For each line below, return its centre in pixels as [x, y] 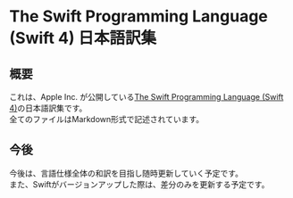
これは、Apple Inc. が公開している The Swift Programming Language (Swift [146, 97]
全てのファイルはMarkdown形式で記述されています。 [106, 119]
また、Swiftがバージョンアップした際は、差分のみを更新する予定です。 [139, 184]
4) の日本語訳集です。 [48, 108]
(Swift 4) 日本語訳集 [83, 38]
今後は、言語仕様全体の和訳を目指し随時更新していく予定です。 [126, 173]
